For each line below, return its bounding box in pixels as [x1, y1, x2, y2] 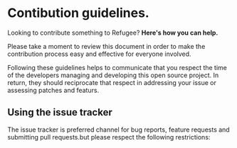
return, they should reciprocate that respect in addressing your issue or [7, 78, 217, 86]
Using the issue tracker [7, 106, 112, 118]
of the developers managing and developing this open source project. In [7, 71, 219, 79]
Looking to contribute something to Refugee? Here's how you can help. [7, 28, 218, 37]
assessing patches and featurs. [7, 86, 100, 94]
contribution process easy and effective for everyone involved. [7, 50, 191, 58]
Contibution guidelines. [7, 5, 149, 21]
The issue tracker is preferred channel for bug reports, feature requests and [7, 125, 230, 134]
